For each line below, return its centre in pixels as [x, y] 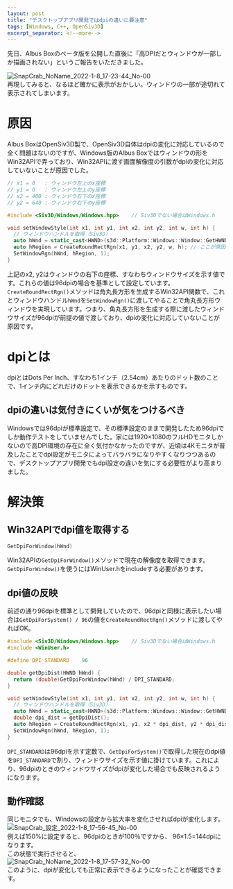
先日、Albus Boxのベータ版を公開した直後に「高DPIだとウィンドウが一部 [112, 53]
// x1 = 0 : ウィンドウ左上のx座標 [57, 184]
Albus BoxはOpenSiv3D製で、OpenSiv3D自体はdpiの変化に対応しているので [116, 144]
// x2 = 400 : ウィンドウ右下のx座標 [57, 196]
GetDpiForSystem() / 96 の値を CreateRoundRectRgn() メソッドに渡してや [121, 620]
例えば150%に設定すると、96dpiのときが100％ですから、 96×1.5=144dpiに [114, 836]
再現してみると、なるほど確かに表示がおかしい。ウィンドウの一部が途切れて [116, 85]
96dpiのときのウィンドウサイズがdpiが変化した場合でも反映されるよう [120, 768]
